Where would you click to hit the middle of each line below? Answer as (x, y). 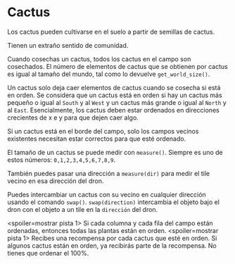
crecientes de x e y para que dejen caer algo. (73, 118)
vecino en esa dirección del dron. (56, 181)
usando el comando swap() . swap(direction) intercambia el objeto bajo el (114, 202)
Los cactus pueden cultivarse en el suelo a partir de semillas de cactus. (111, 32)
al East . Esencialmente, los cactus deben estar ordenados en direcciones (113, 110)
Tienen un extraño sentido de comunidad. (68, 45)
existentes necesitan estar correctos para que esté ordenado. (97, 139)
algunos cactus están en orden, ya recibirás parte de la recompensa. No (112, 245)
